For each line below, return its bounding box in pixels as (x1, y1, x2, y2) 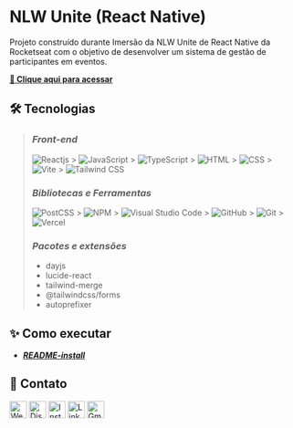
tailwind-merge (45, 280, 103, 291)
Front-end (31, 133, 78, 146)
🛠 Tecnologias (9, 101, 96, 117)
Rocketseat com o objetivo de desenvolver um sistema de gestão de (9, 46, 267, 57)
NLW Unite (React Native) (9, 6, 207, 27)
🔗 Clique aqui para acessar (9, 73, 113, 84)
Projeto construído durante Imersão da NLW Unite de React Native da (9, 37, 271, 47)
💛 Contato (9, 376, 68, 391)
